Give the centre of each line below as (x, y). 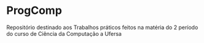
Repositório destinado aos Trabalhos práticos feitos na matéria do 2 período (102, 27)
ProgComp (34, 11)
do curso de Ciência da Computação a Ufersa (64, 33)
